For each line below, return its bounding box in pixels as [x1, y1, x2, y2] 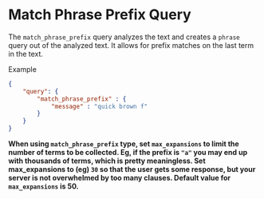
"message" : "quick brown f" [50, 102, 148, 110]
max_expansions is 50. [8, 181, 79, 191]
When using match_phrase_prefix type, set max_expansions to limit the [8, 139, 239, 149]
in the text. [8, 49, 44, 58]
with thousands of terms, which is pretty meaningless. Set [8, 156, 206, 165]
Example [8, 64, 37, 74]
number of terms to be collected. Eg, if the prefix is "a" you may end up [8, 148, 248, 157]
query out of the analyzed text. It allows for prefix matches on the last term [8, 40, 254, 50]
